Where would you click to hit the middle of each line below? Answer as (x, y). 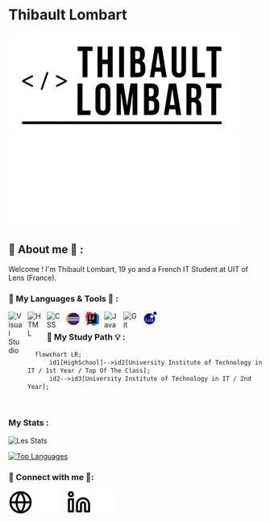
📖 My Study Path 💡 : (86, 336)
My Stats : (29, 423)
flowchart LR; (58, 355)
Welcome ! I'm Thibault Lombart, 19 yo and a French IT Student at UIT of (128, 269)
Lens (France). (33, 278)
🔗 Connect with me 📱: (51, 477)
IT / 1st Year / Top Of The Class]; (89, 371)
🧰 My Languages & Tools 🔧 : (63, 299)
